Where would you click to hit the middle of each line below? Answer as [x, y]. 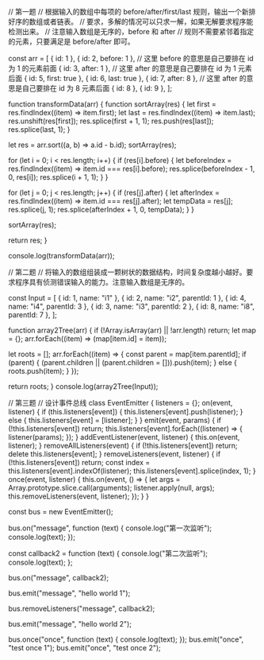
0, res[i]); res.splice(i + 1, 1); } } [58, 177]
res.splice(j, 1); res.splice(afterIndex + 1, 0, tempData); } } [101, 210]
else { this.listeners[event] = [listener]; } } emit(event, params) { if [115, 420]
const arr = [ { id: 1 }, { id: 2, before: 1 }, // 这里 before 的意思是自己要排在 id [131, 58]
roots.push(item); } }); [44, 371]
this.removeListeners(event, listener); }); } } [78, 496]
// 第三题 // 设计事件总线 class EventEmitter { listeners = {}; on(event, [121, 403]
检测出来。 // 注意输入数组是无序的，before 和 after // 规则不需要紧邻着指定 [131, 31]
